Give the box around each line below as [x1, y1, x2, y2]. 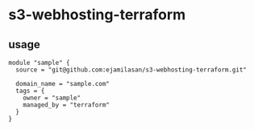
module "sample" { [8, 59, 70, 67]
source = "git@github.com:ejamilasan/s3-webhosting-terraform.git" [15, 66, 248, 74]
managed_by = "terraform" [23, 101, 110, 109]
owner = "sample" [23, 94, 81, 102]
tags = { [15, 87, 45, 95]
